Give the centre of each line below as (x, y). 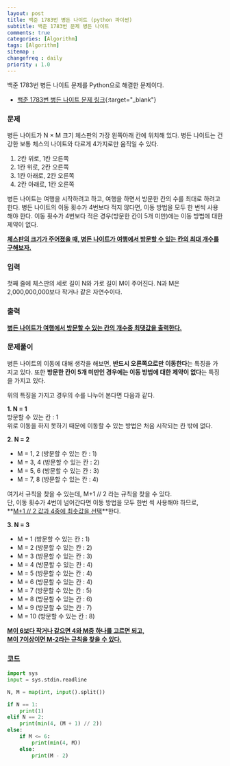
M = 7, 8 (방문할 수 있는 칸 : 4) (58, 479)
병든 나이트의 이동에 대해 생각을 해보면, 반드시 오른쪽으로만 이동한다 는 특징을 (109, 363)
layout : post (26, 13)
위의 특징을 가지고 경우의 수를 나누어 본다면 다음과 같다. (81, 395)
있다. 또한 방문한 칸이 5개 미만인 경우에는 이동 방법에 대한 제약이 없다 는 (113, 372)
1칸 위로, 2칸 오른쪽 (43, 167)
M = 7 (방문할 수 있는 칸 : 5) (54, 590)
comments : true (29, 33)
